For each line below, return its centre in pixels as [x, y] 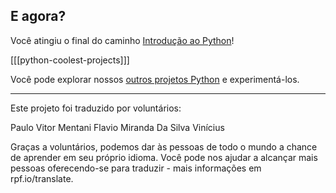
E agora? [38, 16]
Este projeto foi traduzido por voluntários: [96, 108]
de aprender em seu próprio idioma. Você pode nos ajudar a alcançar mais [164, 157]
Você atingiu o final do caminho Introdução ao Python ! [122, 40]
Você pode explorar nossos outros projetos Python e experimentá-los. [155, 79]
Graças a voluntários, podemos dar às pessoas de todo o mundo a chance [164, 146]
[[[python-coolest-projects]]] [70, 60]
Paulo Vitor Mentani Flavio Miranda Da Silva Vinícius [117, 127]
